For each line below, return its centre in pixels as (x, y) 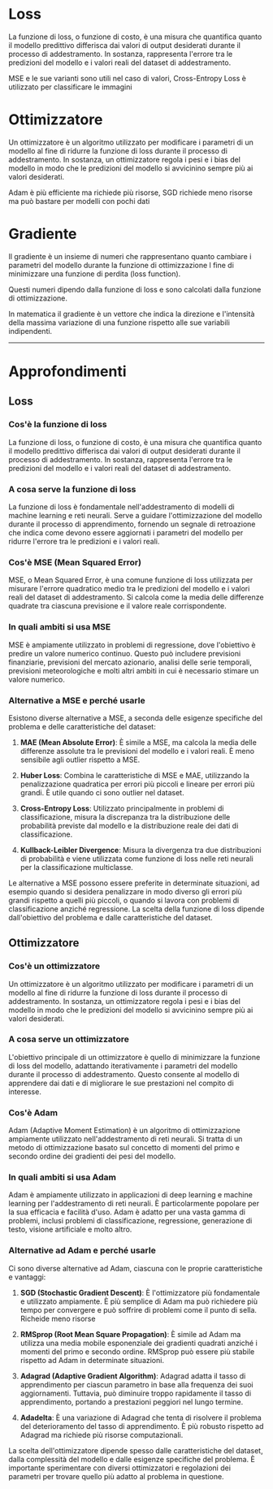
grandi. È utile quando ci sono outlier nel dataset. (102, 792)
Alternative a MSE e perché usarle (77, 700)
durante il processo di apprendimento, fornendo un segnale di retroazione (132, 524)
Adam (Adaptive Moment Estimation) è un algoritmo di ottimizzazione (125, 1131)
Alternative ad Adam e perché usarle (82, 1250)
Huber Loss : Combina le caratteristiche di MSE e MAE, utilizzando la (135, 775)
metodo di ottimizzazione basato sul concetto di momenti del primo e (124, 1148)
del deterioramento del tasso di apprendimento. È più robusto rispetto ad (142, 1426)
